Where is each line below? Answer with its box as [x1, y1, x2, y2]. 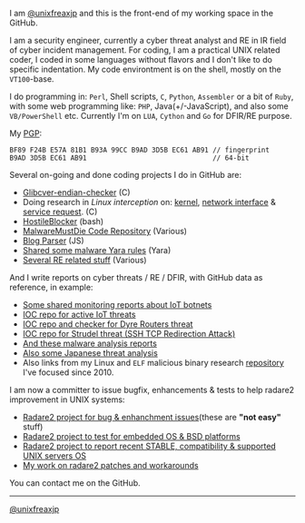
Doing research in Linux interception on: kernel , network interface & [22, 197, 277, 207]
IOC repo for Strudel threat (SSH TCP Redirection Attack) [22, 329, 236, 339]
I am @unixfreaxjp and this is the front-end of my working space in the [9, 8, 274, 18]
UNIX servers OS [22, 450, 87, 461]
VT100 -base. [9, 74, 54, 84]
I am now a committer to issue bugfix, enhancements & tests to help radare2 [9, 385, 295, 395]
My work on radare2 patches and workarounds [22, 460, 199, 470]
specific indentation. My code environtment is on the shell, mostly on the [9, 64, 281, 74]
